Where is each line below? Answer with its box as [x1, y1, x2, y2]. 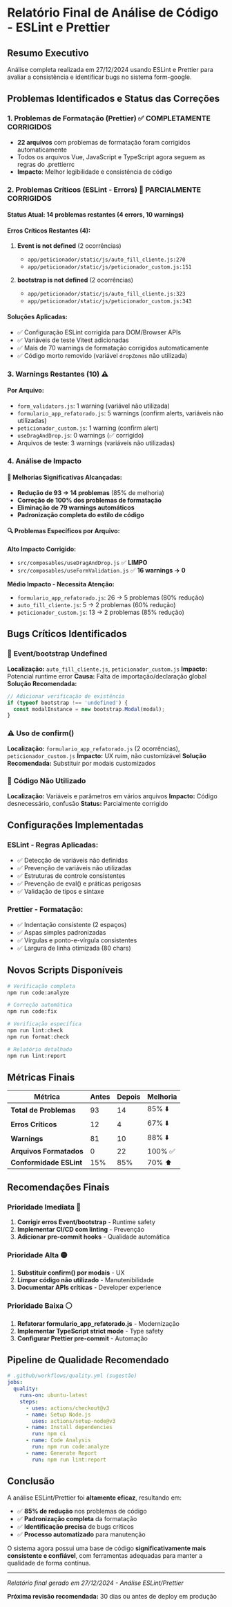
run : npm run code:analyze [32, 1444, 110, 1451]
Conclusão [7, 1475, 55, 1487]
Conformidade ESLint [10, 1158, 83, 1167]
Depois [117, 1092, 141, 1102]
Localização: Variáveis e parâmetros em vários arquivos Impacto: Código [7, 791, 217, 800]
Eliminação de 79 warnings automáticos [17, 503, 135, 512]
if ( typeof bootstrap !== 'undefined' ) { [7, 699, 128, 706]
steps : [19, 1398, 39, 1405]
